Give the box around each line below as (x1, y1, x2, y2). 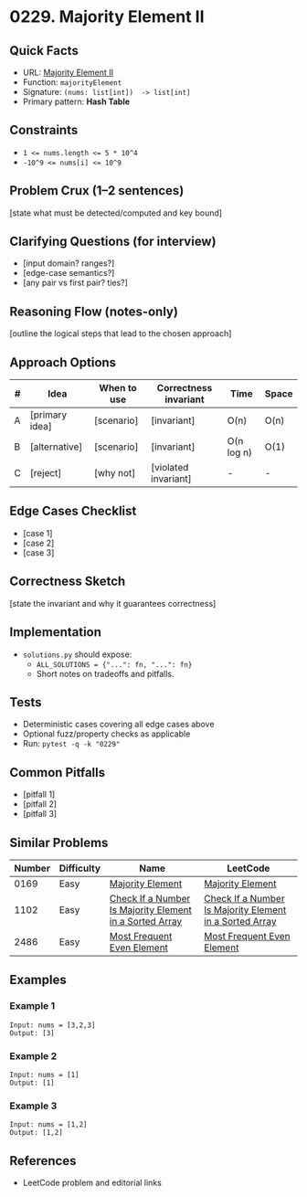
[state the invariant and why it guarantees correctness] (9, 598, 217, 609)
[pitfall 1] (22, 789, 56, 800)
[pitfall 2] (22, 799, 58, 810)
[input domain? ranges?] (22, 258, 115, 269)
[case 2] (22, 537, 55, 548)
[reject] (29, 467, 62, 480)
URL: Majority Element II (22, 67, 114, 78)
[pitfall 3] (22, 809, 58, 820)
